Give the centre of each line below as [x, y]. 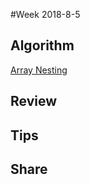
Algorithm [42, 45]
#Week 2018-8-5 [45, 14]
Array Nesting [39, 70]
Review [34, 101]
